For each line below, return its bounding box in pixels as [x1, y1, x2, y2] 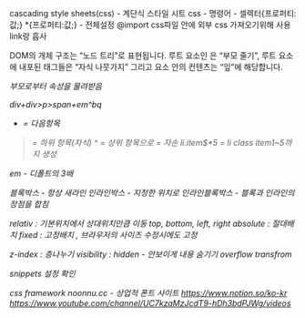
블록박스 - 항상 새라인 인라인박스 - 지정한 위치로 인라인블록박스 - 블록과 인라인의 [9, 188, 295, 198]
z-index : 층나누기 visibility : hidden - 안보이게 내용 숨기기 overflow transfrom [9, 249, 293, 260]
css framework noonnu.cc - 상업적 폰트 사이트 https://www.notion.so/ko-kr [9, 288, 288, 298]
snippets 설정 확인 [9, 268, 76, 279]
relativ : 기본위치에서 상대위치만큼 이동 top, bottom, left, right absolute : [9, 218, 270, 229]
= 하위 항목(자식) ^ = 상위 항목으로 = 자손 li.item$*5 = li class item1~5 [31, 138, 285, 148]
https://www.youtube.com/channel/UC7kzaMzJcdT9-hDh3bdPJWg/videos [9, 298, 291, 308]
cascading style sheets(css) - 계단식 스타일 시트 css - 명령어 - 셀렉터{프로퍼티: [9, 8, 297, 18]
